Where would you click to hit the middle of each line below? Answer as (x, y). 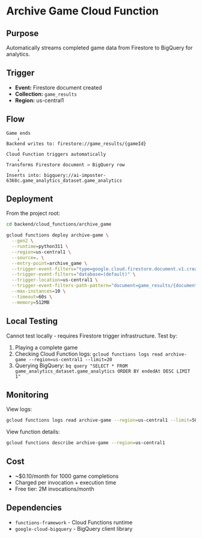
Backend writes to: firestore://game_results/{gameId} (76, 144)
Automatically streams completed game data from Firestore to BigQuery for (99, 48)
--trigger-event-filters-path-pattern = (62, 286)
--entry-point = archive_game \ (49, 263)
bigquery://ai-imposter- (75, 175)
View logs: (19, 409)
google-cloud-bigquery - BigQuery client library (74, 528)
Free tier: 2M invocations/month (54, 489)
